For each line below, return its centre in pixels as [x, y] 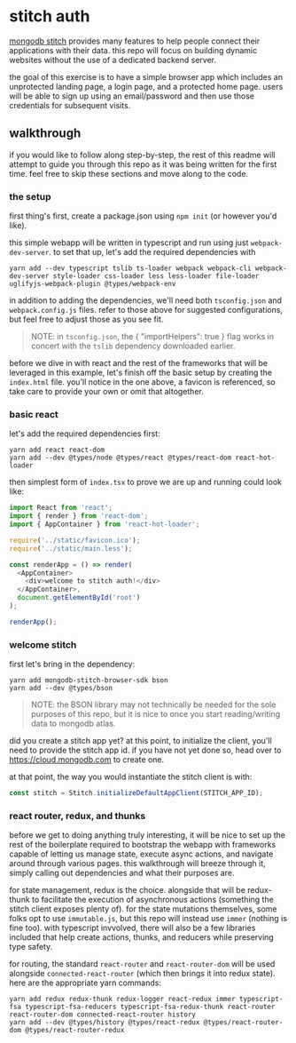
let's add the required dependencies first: [85, 434]
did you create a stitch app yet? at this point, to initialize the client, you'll [140, 741]
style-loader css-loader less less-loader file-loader [156, 276]
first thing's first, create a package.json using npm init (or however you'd [143, 216]
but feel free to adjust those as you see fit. [86, 319]
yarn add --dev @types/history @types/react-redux [105, 1023]
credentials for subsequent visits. [70, 105]
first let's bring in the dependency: [72, 665]
